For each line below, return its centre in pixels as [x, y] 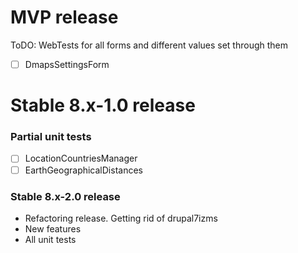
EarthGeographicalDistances [83, 170]
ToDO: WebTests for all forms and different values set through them [149, 45]
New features [53, 228]
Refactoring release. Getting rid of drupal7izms [121, 218]
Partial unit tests [51, 137]
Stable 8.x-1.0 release [103, 105]
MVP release [64, 17]
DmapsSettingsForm [67, 64]
